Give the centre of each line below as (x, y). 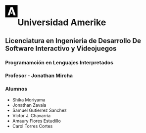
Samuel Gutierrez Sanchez (39, 110)
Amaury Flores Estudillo (36, 121)
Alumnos (16, 89)
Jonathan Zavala (29, 105)
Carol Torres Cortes (32, 126)
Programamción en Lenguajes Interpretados (59, 62)
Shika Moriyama (29, 100)
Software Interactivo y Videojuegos (61, 48)
